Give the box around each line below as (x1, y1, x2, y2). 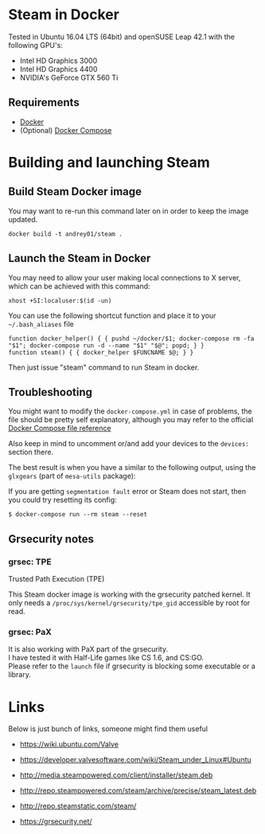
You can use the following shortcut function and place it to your (8, 311, 216, 320)
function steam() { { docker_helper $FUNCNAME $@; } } (8, 348, 194, 356)
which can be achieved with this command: (8, 281, 150, 291)
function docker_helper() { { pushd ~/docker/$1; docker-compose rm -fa (8, 335, 255, 343)
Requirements (8, 96, 80, 109)
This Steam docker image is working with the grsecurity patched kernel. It (8, 589, 251, 599)
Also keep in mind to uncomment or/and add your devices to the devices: (8, 439, 249, 448)
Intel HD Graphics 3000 (19, 56, 98, 65)
